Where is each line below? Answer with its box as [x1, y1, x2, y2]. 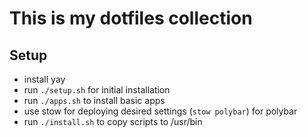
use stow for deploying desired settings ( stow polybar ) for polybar [23, 105, 298, 117]
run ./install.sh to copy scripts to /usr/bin [23, 116, 203, 127]
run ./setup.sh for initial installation [23, 84, 171, 96]
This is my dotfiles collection [9, 7, 253, 30]
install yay [23, 73, 66, 85]
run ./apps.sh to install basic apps [23, 95, 166, 106]
